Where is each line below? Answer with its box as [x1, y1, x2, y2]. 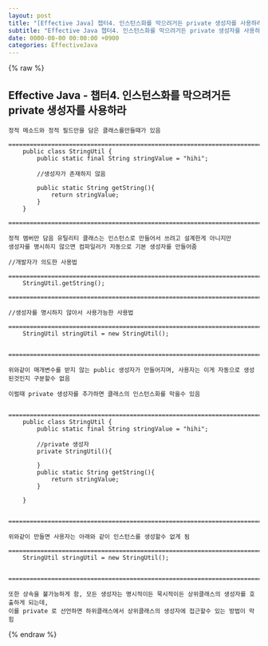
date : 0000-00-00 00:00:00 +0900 [8, 34, 120, 42]
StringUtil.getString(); [22, 279, 105, 287]
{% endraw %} [8, 629, 57, 639]
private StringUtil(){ [37, 447, 112, 455]
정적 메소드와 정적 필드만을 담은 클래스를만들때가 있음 [8, 126, 161, 134]
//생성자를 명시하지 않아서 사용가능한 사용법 [8, 308, 134, 316]
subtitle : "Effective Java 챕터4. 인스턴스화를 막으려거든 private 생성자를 [8, 26, 241, 34]
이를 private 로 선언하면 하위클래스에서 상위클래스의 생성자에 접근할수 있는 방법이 [8, 607, 246, 615]
